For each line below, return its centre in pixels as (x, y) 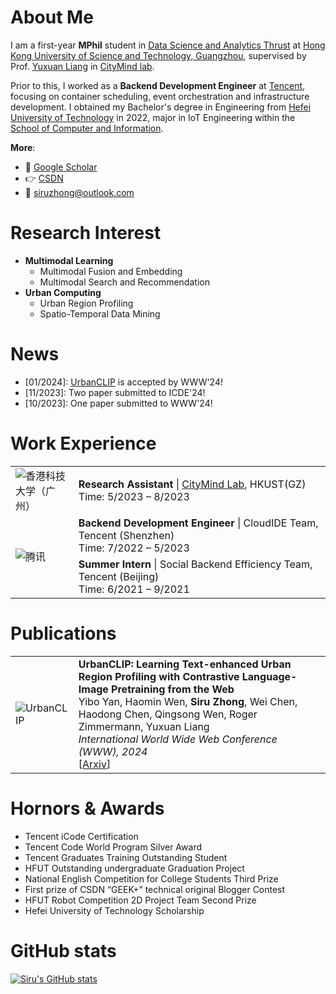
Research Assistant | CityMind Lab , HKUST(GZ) (192, 484)
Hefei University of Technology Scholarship (114, 910)
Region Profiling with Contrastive (159, 676)
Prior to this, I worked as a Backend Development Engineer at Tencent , (158, 85)
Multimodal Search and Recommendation (124, 282)
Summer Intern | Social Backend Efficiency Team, (195, 564)
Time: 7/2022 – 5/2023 (134, 548)
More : (23, 147)
